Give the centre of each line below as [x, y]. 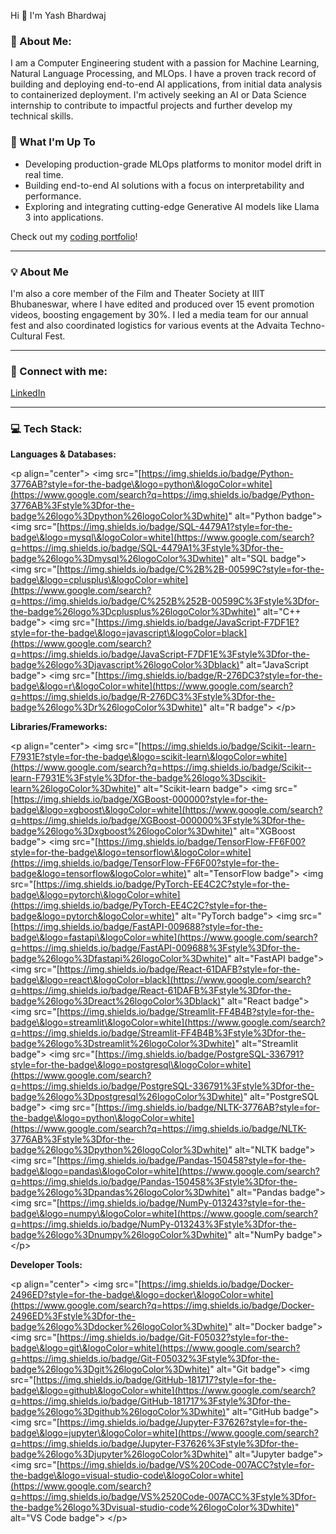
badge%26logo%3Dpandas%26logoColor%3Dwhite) [120, 1192]
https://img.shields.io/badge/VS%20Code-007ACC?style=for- [187, 1465]
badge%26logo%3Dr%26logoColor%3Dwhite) [106, 707]
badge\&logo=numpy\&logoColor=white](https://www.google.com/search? [164, 1214]
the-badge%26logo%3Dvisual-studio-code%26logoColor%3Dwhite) [152, 1507]
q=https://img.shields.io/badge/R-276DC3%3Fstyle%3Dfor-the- [143, 697]
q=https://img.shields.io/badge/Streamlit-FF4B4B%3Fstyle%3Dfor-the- [158, 1033]
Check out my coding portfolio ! [74, 236]
